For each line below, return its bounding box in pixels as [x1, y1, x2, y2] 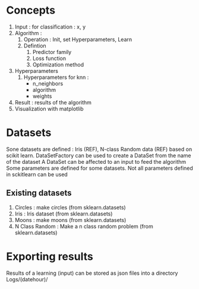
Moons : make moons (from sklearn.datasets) [14, 216, 127, 223]
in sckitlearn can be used [6, 170, 68, 178]
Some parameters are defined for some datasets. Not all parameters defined [6, 164, 193, 172]
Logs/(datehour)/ [6, 275, 48, 282]
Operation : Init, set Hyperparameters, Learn [23, 36, 132, 43]
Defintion [23, 42, 46, 49]
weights [32, 93, 52, 100]
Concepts [6, 4, 55, 17]
